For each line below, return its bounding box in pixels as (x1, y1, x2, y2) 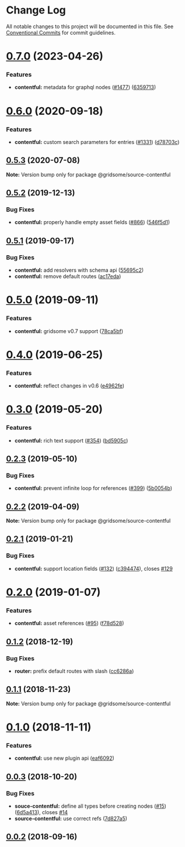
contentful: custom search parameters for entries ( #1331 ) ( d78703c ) (14, 138, 180, 145)
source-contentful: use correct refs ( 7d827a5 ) (14, 815, 127, 822)
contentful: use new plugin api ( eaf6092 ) (14, 755, 115, 762)
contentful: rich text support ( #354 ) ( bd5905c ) (14, 437, 128, 444)
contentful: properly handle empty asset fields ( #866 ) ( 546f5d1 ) (14, 219, 170, 226)
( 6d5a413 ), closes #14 (14, 808, 68, 815)
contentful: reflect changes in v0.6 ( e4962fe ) (14, 382, 124, 389)
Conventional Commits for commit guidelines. (6, 29, 116, 36)
